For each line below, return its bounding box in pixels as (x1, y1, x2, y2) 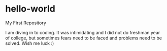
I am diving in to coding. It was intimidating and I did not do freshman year (5, 29, 160, 35)
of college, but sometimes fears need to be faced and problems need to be (5, 35, 162, 41)
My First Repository (5, 20, 47, 26)
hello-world (5, 3, 56, 15)
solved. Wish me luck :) (5, 40, 54, 46)
